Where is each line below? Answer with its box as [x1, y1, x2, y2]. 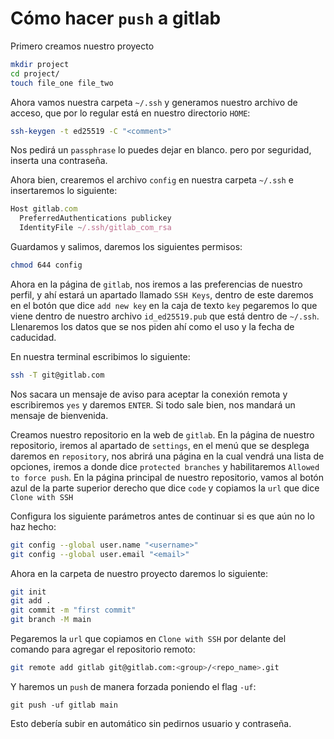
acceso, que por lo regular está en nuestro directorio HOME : [10, 107, 251, 119]
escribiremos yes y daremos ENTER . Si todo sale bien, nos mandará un [10, 398, 296, 411]
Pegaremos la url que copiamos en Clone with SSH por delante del [10, 633, 287, 645]
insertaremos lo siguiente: [10, 185, 118, 197]
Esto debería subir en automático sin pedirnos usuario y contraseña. [10, 717, 292, 729]
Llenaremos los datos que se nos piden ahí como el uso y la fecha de [10, 320, 295, 332]
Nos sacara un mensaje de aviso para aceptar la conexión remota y [10, 388, 288, 400]
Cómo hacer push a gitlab [10, 7, 222, 30]
